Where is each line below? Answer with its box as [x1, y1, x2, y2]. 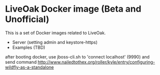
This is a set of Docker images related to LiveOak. [5, 30, 106, 36]
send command [5, 59, 37, 65]
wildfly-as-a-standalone [5, 64, 54, 70]
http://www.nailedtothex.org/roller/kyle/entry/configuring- [37, 59, 155, 65]
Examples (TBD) [12, 44, 45, 50]
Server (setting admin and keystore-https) [12, 39, 97, 45]
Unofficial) [5, 14, 50, 25]
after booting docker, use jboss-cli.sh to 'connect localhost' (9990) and [5, 54, 150, 59]
